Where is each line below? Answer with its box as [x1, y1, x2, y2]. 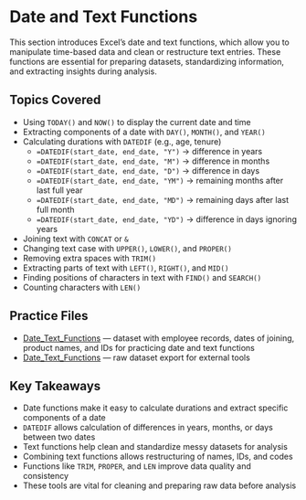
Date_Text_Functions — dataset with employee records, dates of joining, [22, 332, 295, 344]
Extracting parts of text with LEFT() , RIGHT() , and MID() [22, 262, 229, 273]
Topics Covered [9, 92, 101, 108]
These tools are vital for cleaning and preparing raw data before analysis [22, 480, 297, 491]
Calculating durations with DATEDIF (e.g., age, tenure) [22, 135, 222, 147]
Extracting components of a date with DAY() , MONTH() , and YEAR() [22, 126, 267, 137]
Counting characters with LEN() [22, 282, 142, 293]
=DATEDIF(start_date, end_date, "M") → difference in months [36, 155, 270, 166]
